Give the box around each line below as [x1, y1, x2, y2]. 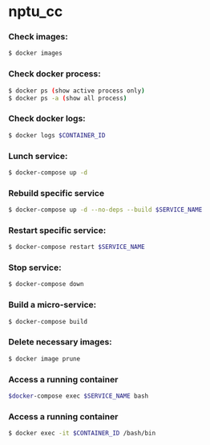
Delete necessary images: [8, 337, 112, 348]
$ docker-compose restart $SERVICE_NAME [8, 243, 146, 251]
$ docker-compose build [8, 317, 88, 325]
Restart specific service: [8, 224, 107, 235]
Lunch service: [8, 150, 68, 161]
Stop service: [8, 262, 62, 273]
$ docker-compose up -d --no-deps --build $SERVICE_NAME [8, 206, 203, 214]
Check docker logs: [8, 113, 86, 125]
